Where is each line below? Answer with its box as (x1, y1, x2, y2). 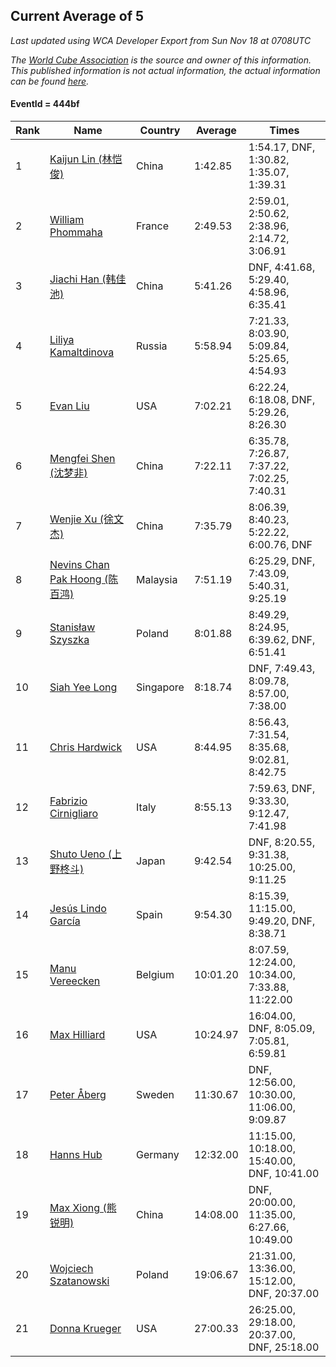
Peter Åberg (49, 1088, 107, 1102)
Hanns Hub (49, 1148, 103, 1162)
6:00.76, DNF (248, 538, 313, 552)
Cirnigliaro (49, 807, 99, 821)
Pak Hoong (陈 (49, 572, 119, 586)
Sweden (136, 1088, 175, 1102)
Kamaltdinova (49, 345, 115, 359)
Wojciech (49, 1262, 94, 1276)
